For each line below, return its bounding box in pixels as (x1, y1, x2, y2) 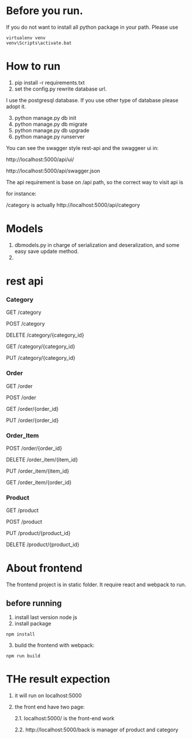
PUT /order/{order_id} (6, 416, 59, 424)
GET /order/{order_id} (6, 405, 59, 412)
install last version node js (14, 613, 77, 621)
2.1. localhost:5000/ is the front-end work (14, 714, 115, 721)
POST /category (6, 320, 45, 327)
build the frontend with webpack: (14, 641, 95, 648)
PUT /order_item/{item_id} (6, 467, 69, 474)
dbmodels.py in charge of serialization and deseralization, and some (14, 241, 180, 248)
